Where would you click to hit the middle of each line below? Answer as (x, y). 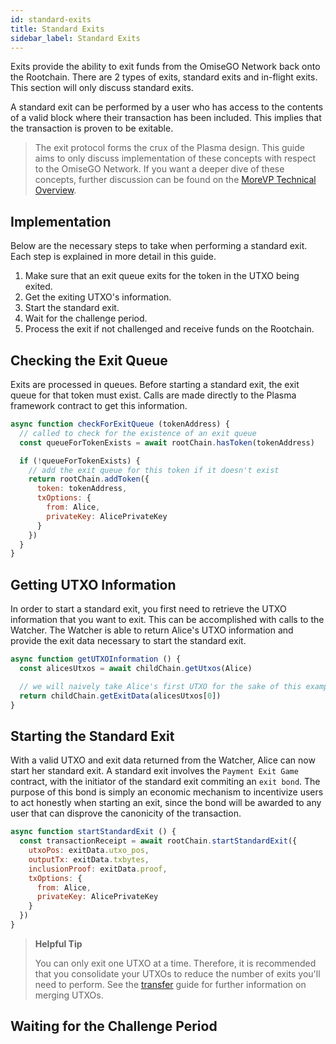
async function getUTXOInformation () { (96, 659)
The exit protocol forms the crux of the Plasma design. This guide (169, 148)
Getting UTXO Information (93, 584)
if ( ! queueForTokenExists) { (80, 461)
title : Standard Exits (57, 29)
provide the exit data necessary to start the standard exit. (128, 641)
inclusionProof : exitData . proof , (98, 869)
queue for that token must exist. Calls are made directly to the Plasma (153, 395)
